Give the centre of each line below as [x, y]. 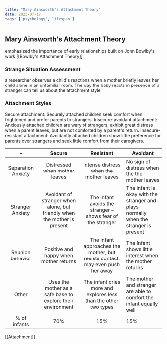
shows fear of [102, 216]
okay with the [142, 194]
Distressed [59, 165]
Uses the [59, 282]
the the [134, 173]
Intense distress [102, 165]
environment [59, 307]
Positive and [59, 249]
